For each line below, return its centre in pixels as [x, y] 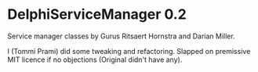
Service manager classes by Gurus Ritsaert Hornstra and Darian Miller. [122, 36]
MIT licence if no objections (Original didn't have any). [95, 59]
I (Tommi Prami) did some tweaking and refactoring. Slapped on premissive [129, 51]
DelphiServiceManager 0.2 [97, 14]
